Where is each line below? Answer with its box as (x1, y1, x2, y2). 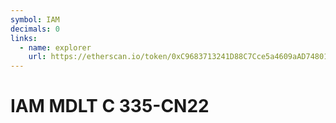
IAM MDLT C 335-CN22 (10, 95, 210, 118)
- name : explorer (19, 42, 92, 53)
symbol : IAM (10, 14, 60, 25)
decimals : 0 (10, 24, 60, 34)
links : (10, 33, 38, 43)
